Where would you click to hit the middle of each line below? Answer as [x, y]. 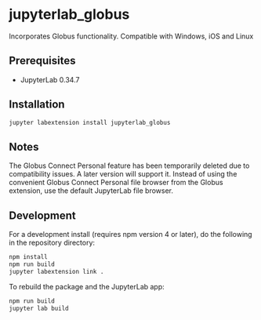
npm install [28, 257]
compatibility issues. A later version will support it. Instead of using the [123, 174]
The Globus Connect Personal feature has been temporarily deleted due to [129, 165]
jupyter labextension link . [56, 271]
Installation [37, 105]
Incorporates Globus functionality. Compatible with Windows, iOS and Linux [131, 36]
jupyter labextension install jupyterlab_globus [90, 122]
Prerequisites [42, 61]
